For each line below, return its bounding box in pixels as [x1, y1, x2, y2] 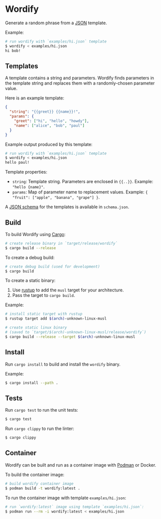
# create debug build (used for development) [5, 264, 100, 269]
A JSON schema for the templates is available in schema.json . [5, 204, 129, 210]
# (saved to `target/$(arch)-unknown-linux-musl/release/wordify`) [5, 330, 147, 335]
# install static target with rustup [5, 312, 83, 317]
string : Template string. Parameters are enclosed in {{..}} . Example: [12, 179, 154, 185]
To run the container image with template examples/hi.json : [5, 495, 127, 501]
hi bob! [5, 48, 21, 53]
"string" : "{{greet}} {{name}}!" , [9, 109, 80, 114]
